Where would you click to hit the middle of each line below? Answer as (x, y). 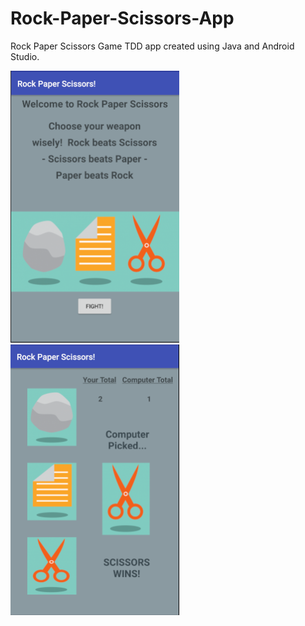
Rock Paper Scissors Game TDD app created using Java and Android (152, 46)
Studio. (25, 56)
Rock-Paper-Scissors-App (122, 18)
